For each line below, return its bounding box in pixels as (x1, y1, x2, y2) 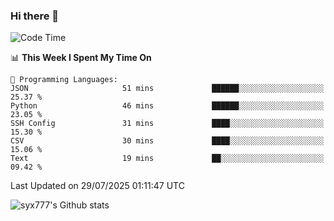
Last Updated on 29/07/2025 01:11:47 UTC (10, 180, 185, 192)
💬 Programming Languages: (10, 75, 118, 85)
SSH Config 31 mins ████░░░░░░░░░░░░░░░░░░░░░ (10, 119, 325, 129)
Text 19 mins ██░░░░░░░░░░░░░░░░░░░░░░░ (10, 154, 325, 164)
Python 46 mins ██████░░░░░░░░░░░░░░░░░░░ (10, 101, 325, 111)
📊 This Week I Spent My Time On (10, 52, 152, 64)
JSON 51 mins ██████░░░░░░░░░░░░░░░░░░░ (10, 84, 325, 94)
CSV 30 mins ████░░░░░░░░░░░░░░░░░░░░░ (10, 136, 325, 146)
